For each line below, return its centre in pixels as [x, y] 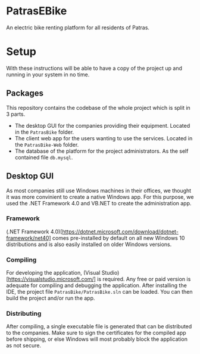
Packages [25, 93]
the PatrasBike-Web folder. [47, 144]
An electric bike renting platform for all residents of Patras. [78, 27]
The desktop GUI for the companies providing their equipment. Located [102, 125]
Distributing [24, 313]
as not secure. [24, 346]
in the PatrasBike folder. [44, 132]
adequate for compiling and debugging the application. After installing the [97, 285]
